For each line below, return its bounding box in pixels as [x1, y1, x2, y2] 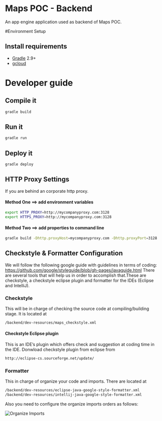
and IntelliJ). [5, 282, 30, 288]
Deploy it [5, 149, 33, 157]
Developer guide [5, 77, 73, 88]
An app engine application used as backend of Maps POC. [5, 19, 122, 25]
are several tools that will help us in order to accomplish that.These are [5, 272, 146, 278]
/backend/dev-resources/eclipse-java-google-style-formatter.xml [5, 388, 140, 393]
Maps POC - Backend [5, 3, 93, 14]
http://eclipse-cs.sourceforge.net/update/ [5, 356, 95, 361]
